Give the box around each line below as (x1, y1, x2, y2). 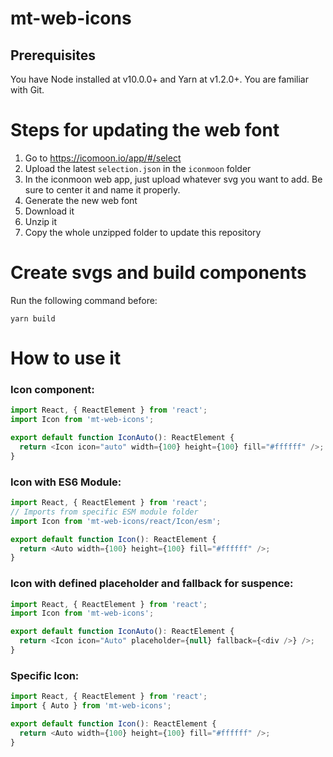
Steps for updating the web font (10, 119, 280, 142)
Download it (24, 205, 75, 217)
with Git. (10, 84, 45, 96)
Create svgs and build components (10, 262, 307, 284)
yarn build (10, 313, 56, 324)
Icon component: (10, 382, 95, 396)
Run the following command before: (10, 294, 158, 306)
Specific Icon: (10, 668, 80, 682)
